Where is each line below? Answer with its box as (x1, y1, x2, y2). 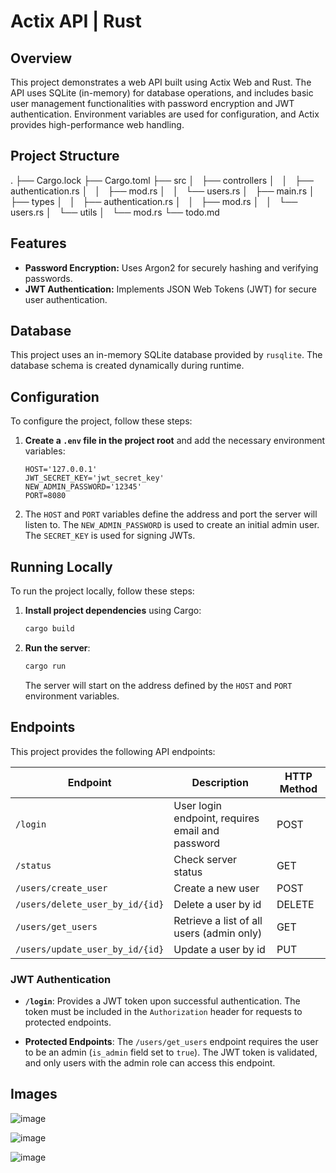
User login (173, 798, 222, 812)
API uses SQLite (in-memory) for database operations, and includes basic (10, 87, 314, 99)
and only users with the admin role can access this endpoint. (24, 1056, 276, 1069)
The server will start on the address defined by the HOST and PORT (24, 679, 293, 691)
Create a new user (173, 881, 260, 895)
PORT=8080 (24, 491, 67, 501)
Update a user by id (173, 942, 266, 956)
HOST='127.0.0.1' (24, 465, 98, 475)
